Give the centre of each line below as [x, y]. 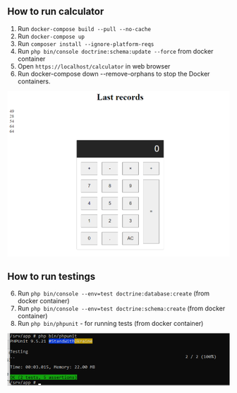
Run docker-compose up [51, 36]
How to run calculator [56, 12]
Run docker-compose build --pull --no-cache [84, 28]
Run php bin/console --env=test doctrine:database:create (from [114, 293]
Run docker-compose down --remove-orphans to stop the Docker [114, 74]
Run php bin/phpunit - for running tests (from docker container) [110, 324]
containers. [34, 81]
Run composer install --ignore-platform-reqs [86, 43]
